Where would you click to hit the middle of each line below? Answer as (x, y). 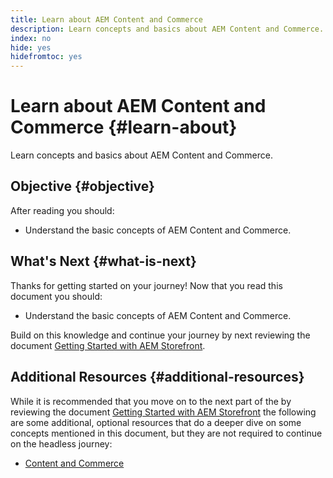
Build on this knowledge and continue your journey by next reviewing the (160, 335)
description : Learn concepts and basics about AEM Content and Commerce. (167, 29)
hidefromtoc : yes (46, 57)
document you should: (56, 296)
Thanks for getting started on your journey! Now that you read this (146, 285)
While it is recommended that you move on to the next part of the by (151, 401)
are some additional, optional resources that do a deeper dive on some (156, 422)
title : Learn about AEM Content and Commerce (106, 19)
